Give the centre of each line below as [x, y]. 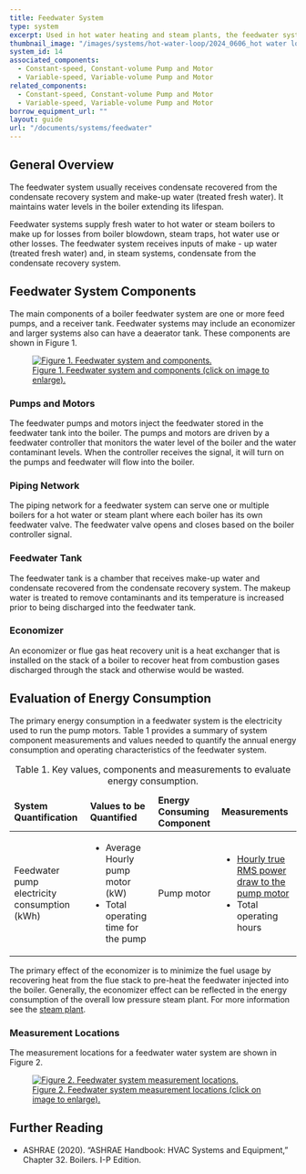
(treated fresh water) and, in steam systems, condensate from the [133, 253]
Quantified [113, 817]
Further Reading [56, 1128]
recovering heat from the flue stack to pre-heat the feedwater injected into [149, 980]
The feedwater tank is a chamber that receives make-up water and [135, 578]
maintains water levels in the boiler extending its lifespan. [117, 206]
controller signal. [41, 535]
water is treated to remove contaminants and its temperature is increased [147, 597]
